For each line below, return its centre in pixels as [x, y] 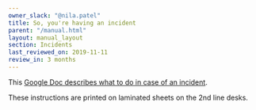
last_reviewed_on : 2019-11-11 [58, 52]
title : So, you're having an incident [72, 23]
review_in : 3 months [42, 60]
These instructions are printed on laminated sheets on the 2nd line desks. [128, 97]
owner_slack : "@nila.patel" [55, 15]
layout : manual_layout [46, 38]
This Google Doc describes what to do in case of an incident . [108, 82]
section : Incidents [40, 45]
